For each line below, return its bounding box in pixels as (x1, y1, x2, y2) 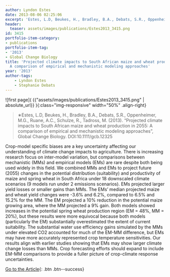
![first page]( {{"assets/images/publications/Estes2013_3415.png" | (5, 97, 145, 103)
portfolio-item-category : (5, 36, 60, 41)
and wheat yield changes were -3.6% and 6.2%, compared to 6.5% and (5, 191, 155, 197)
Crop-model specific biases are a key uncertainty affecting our (5, 143, 137, 149)
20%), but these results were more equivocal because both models (5, 213, 146, 219)
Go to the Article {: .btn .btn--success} (5, 266, 84, 272)
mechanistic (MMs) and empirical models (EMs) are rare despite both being (5, 159, 163, 165)
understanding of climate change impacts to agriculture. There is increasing (5, 148, 163, 154)
